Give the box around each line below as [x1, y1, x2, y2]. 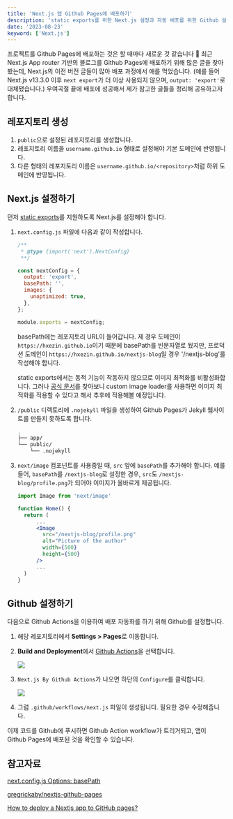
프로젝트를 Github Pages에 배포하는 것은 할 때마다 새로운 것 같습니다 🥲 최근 [7, 50, 213, 58]
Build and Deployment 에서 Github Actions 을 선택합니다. [17, 647, 175, 656]
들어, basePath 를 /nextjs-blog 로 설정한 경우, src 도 [17, 470, 158, 478]
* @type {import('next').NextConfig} [20, 248, 130, 255]
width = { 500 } [42, 544, 77, 552]
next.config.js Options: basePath [7, 776, 101, 785]
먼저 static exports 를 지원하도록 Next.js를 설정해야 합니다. [7, 212, 167, 221]
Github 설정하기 [7, 598, 73, 610]
